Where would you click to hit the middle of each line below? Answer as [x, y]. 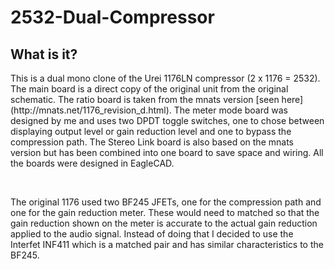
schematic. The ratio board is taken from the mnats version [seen [145, 99]
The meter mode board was [230, 110]
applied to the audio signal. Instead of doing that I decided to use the [152, 234]
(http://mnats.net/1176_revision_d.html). [91, 110]
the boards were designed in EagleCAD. [92, 163]
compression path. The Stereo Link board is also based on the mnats [152, 142]
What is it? [44, 54]
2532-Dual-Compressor [112, 17]
